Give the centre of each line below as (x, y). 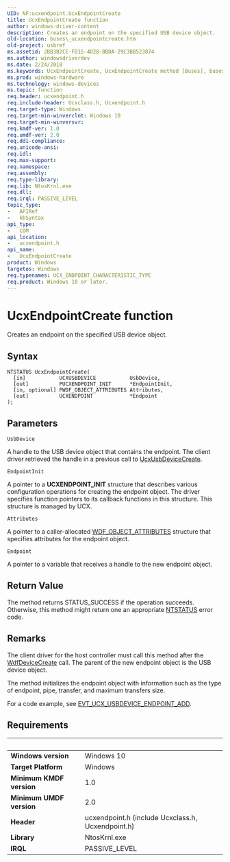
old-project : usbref (37, 45)
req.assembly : (27, 173)
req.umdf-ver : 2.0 (33, 135)
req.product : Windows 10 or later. (58, 282)
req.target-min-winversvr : (46, 122)
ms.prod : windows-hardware (46, 77)
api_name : (21, 250)
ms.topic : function (35, 90)
